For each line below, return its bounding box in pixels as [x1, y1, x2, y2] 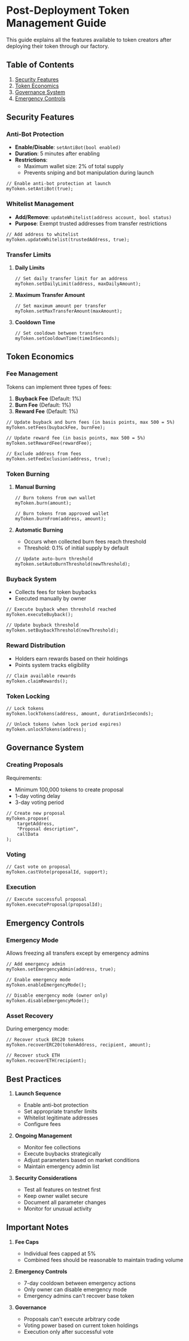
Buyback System [6, 575, 57, 583]
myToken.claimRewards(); [6, 678, 68, 684]
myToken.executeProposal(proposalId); [6, 902, 103, 908]
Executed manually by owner [14, 595, 87, 602]
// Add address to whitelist [6, 231, 79, 237]
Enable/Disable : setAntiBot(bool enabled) [14, 144, 121, 151]
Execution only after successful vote [23, 1328, 114, 1335]
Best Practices [6, 1074, 62, 1084]
